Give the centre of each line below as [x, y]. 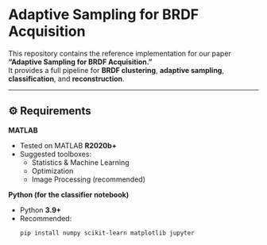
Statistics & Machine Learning [80, 162]
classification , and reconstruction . [66, 78]
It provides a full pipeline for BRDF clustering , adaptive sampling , [116, 70]
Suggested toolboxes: [56, 154]
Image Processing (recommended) [88, 179]
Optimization [52, 170]
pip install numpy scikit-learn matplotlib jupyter [107, 233]
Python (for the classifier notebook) [69, 194]
